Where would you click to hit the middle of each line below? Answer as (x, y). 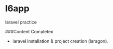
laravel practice (21, 22)
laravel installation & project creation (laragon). (60, 41)
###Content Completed (29, 31)
